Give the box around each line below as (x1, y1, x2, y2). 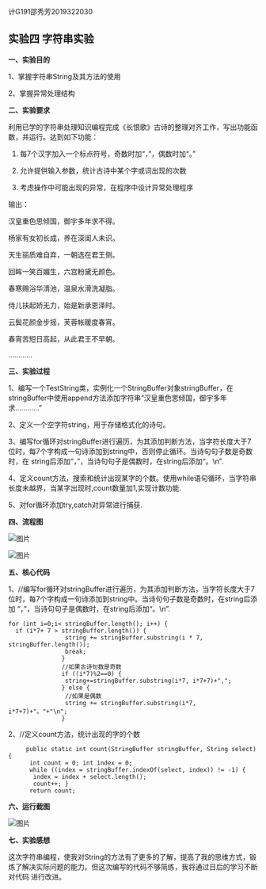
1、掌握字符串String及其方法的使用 (8, 71, 121, 81)
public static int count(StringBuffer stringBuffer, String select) (25, 745, 257, 753)
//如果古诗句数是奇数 (61, 662, 122, 671)
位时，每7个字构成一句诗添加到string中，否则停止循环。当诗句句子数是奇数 (8, 446, 253, 456)
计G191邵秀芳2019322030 (8, 7, 93, 16)
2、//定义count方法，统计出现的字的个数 (8, 729, 141, 738)
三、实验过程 (8, 366, 50, 376)
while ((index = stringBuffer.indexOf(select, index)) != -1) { (28, 765, 246, 774)
